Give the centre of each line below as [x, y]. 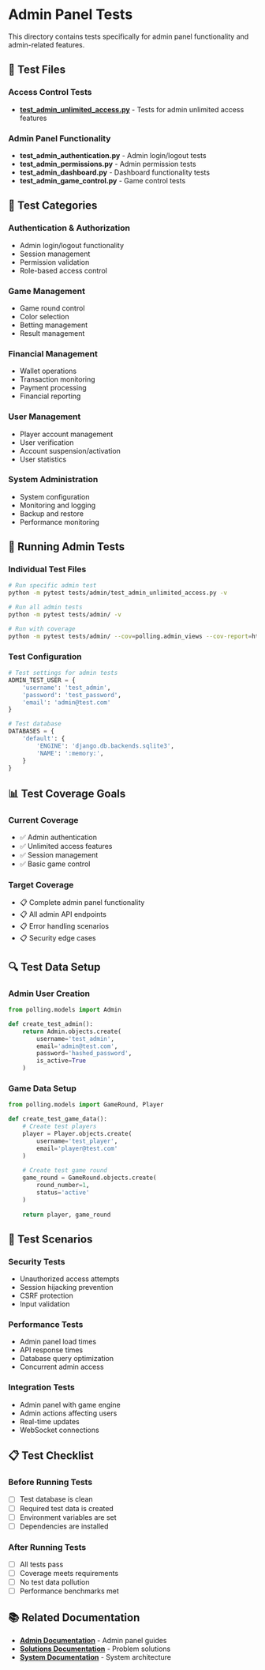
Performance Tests [46, 1325]
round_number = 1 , [63, 1186]
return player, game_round [67, 1215]
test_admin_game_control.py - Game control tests [103, 180]
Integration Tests [41, 1387]
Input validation [45, 1304]
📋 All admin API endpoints [63, 914]
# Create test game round [65, 1171]
